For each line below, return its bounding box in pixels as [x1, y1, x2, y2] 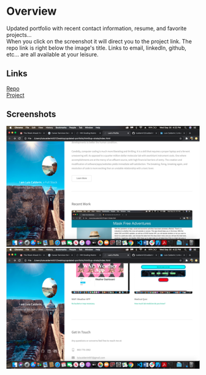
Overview [6, 4, 57, 18]
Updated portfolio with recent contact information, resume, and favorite [6, 25, 187, 32]
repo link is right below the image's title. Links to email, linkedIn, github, [6, 44, 187, 52]
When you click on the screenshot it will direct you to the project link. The [6, 37, 192, 45]
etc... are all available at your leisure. [6, 50, 99, 58]
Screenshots [6, 109, 56, 120]
